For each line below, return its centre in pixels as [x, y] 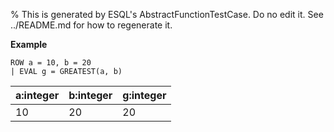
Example [29, 44]
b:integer [90, 95]
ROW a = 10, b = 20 [51, 63]
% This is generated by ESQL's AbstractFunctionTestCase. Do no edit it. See [167, 14]
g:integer [144, 95]
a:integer [37, 95]
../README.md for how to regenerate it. [91, 25]
